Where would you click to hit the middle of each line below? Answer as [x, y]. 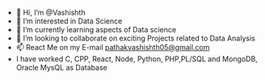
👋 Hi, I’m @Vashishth [50, 13]
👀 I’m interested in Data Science [69, 21]
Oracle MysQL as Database [61, 67]
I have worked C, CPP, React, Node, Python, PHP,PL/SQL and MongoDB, [137, 59]
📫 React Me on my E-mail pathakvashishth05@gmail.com [113, 47]
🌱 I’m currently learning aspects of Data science [96, 29]
